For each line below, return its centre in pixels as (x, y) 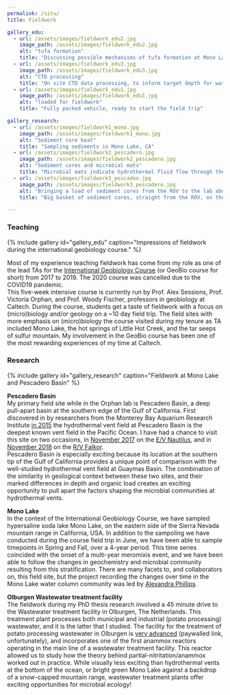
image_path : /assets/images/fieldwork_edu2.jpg (88, 45)
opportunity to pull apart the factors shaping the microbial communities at (111, 490)
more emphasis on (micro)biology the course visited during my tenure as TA (114, 321)
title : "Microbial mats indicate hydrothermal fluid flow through (116, 172)
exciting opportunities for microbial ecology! (69, 684)
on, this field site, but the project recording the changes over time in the (108, 577)
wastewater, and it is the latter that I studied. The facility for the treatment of (114, 626)
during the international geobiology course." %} (74, 249)
